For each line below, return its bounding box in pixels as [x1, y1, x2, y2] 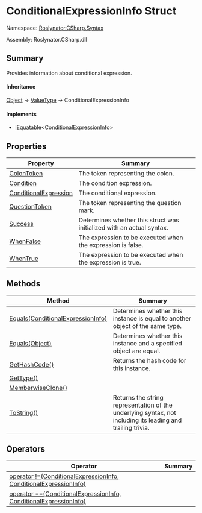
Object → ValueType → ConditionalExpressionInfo [6, 96, 129, 104]
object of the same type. [112, 321, 182, 330]
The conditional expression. [78, 189, 157, 197]
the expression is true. [78, 258, 141, 266]
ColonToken [9, 169, 43, 177]
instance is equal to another [112, 314, 191, 323]
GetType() [9, 374, 38, 382]
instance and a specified [112, 339, 182, 347]
